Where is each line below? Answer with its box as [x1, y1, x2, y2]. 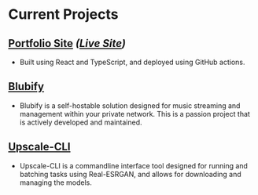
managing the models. [19, 178, 92, 187]
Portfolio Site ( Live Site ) [8, 37, 126, 50]
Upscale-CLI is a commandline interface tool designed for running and [19, 161, 248, 170]
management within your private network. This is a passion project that [19, 109, 250, 118]
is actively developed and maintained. [19, 117, 142, 127]
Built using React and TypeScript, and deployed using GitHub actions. [19, 57, 245, 67]
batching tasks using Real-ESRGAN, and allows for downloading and [19, 169, 241, 179]
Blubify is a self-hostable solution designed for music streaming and [19, 100, 241, 110]
